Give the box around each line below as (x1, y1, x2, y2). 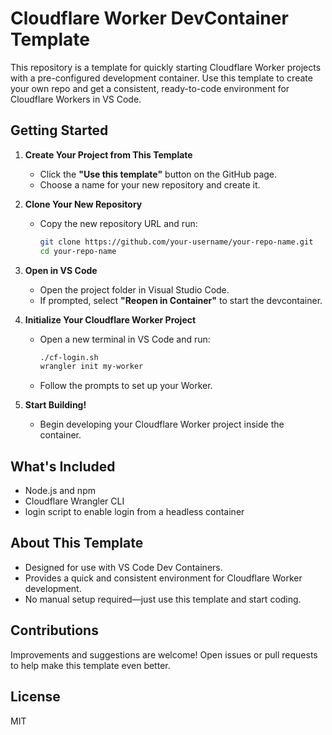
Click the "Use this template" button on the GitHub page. (39, 168, 278, 180)
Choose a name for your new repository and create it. (39, 178, 261, 191)
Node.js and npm (24, 485, 96, 497)
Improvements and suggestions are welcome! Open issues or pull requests (10, 648, 318, 661)
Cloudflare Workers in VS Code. (10, 93, 142, 105)
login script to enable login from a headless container (24, 506, 245, 518)
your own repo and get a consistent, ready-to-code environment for (10, 82, 290, 94)
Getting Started (10, 122, 109, 139)
